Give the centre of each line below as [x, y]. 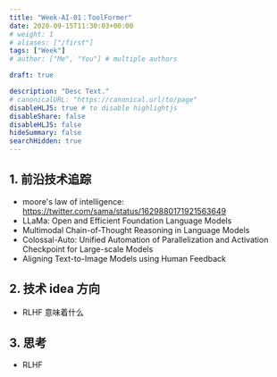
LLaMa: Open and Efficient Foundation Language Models [127, 221]
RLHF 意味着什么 [53, 312]
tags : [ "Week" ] [38, 51]
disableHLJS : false [46, 125]
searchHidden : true [46, 141]
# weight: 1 [31, 34]
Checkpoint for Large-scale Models [88, 249]
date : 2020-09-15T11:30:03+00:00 [71, 26]
